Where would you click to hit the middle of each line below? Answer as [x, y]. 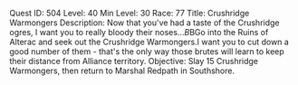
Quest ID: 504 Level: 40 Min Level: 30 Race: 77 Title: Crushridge [130, 13]
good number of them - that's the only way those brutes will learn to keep [147, 52]
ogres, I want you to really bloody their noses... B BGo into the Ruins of [139, 32]
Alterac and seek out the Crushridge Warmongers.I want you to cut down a [149, 42]
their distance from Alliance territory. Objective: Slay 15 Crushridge [134, 61]
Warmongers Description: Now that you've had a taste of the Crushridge [144, 23]
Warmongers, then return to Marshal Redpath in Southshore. [122, 71]
